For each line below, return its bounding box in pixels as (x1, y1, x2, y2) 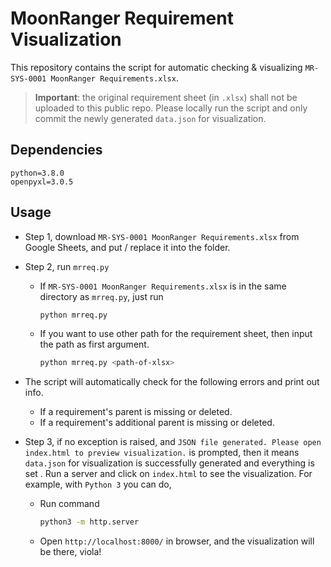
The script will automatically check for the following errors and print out (24, 376, 320, 388)
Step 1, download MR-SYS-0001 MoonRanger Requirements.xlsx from (24, 230, 300, 242)
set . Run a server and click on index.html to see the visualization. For (24, 468, 313, 480)
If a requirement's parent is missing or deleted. (39, 406, 233, 418)
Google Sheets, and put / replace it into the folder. (24, 241, 231, 253)
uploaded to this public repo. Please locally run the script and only (34, 102, 308, 114)
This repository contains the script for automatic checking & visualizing (10, 61, 303, 73)
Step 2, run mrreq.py (24, 260, 110, 272)
